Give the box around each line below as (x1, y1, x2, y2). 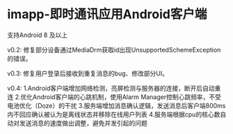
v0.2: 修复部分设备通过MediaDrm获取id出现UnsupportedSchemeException (7, 45, 221, 54)
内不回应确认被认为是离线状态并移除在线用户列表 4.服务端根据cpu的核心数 (7, 110, 220, 119)
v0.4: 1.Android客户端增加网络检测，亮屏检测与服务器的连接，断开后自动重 (7, 84, 221, 92)
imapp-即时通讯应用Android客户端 (7, 6, 207, 22)
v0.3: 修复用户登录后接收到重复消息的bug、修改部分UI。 (7, 69, 169, 77)
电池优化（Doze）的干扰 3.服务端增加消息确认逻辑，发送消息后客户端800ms (7, 101, 226, 110)
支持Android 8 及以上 (7, 31, 68, 39)
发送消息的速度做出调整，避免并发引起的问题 (19, 119, 147, 127)
